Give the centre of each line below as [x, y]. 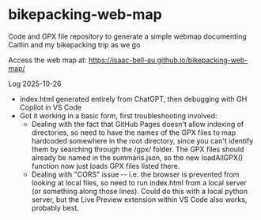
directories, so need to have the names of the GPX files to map [134, 132]
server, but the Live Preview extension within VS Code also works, [139, 199]
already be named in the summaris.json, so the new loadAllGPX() [137, 157]
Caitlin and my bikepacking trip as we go [74, 44]
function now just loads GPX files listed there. [106, 166]
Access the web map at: [47, 60]
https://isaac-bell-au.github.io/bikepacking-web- [168, 60]
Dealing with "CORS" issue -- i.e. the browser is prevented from [135, 174]
